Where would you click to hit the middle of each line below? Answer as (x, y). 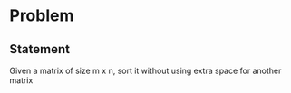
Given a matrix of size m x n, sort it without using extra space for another (145, 70)
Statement (40, 49)
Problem (42, 16)
